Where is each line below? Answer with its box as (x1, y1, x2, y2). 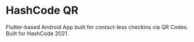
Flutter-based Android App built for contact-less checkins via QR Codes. (6, 23, 188, 31)
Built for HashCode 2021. (6, 29, 69, 37)
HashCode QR (6, 4, 79, 17)
